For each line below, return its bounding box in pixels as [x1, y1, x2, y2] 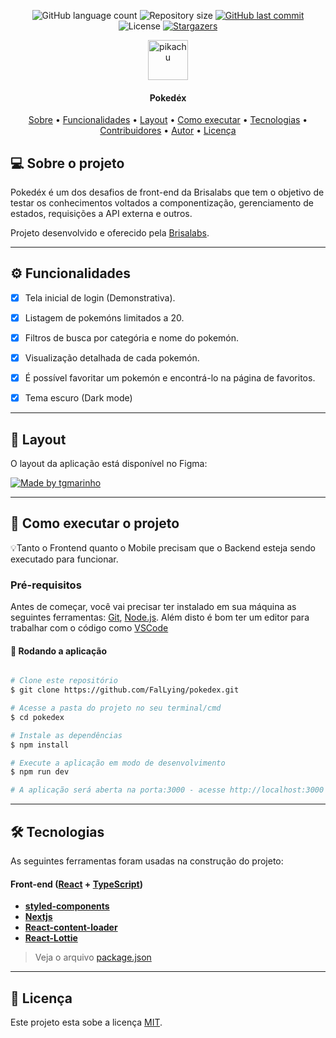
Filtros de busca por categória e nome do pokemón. [24, 331, 240, 344]
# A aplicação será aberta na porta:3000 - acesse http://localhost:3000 [10, 785, 325, 795]
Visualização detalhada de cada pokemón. [24, 352, 200, 364]
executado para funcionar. [10, 553, 119, 565]
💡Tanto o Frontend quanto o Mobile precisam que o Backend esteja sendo [10, 541, 316, 554]
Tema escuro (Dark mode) [24, 392, 133, 404]
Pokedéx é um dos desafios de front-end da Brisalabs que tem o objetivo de [10, 186, 325, 199]
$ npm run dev [10, 767, 70, 777]
